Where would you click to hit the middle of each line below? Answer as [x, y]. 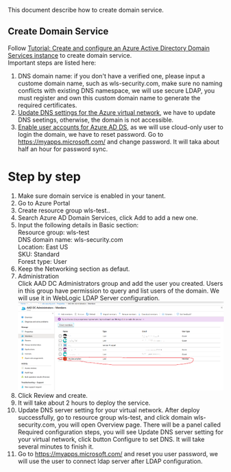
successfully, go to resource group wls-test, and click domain [105, 417]
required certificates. [47, 105]
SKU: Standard [39, 254]
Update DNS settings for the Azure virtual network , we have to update [117, 112]
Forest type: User [42, 261]
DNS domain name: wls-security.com [70, 239]
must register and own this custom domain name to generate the [109, 98]
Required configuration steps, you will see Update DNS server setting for [120, 431]
